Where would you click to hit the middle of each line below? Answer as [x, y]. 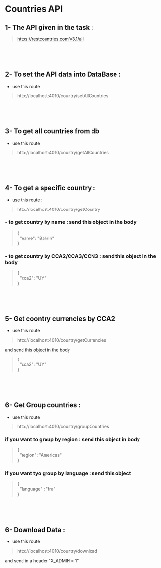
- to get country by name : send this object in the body [71, 222]
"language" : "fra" [37, 489]
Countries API [34, 9]
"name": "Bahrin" [37, 238]
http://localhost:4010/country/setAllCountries [63, 96]
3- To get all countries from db [52, 131]
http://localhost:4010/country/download [57, 551]
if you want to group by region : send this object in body [73, 439]
